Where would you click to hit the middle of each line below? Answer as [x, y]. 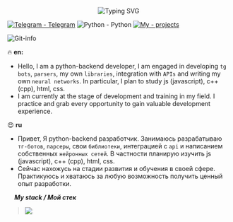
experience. [35, 111]
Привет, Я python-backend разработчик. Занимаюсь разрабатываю [120, 139]
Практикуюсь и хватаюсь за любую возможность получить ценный [120, 176]
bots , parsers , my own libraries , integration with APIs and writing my [119, 74]
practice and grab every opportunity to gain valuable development [114, 104]
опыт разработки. [44, 183]
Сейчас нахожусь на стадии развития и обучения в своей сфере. [116, 169]
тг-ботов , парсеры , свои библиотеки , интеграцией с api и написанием [120, 146]
